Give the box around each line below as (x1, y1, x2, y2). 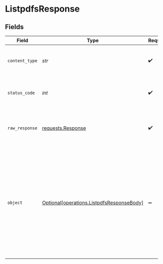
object (7, 200, 23, 205)
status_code (7, 90, 35, 96)
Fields (5, 23, 24, 31)
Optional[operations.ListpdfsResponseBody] (42, 199, 144, 206)
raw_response (7, 125, 38, 131)
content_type (7, 58, 38, 64)
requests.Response (42, 125, 86, 132)
